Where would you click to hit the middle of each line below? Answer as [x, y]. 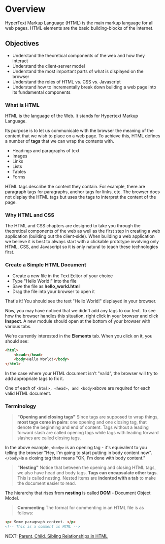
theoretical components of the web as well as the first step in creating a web [83, 231]
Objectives [22, 44]
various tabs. [18, 326]
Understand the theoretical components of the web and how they [79, 55]
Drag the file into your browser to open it [53, 291]
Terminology [21, 406]
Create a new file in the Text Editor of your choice [63, 276]
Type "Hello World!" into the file [44, 281]
